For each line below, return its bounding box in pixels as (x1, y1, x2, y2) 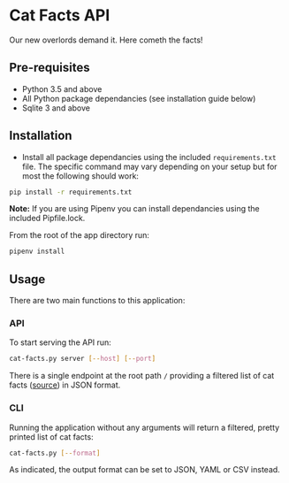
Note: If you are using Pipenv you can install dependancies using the (9, 203, 260, 214)
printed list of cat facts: (9, 431, 95, 442)
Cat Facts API (9, 5, 110, 26)
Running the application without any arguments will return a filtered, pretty (9, 422, 280, 433)
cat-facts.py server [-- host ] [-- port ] (9, 355, 156, 364)
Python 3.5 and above (21, 83, 103, 94)
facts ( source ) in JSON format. (9, 379, 121, 390)
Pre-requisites (9, 60, 90, 75)
